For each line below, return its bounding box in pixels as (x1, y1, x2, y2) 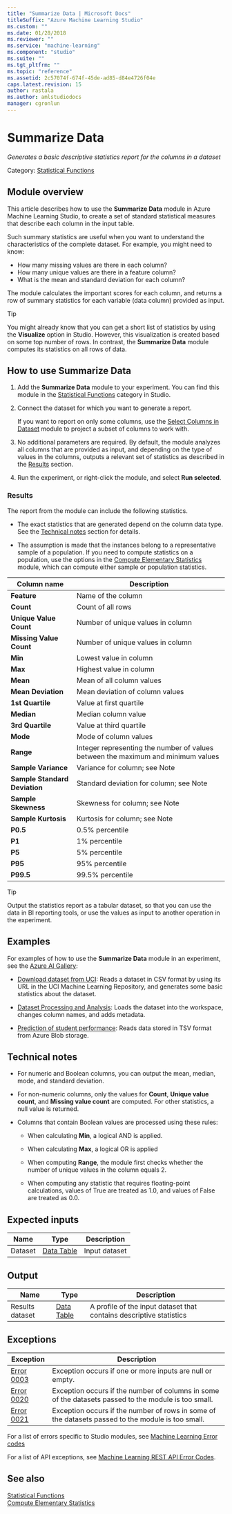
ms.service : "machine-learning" (7, 42, 100, 49)
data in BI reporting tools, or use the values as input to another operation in (7, 908, 221, 917)
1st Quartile (10, 698, 51, 707)
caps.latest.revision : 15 (7, 81, 81, 88)
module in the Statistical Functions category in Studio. (17, 391, 171, 399)
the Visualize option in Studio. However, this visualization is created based (7, 330, 220, 339)
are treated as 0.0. (27, 1194, 80, 1202)
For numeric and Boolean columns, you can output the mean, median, (17, 1069, 216, 1078)
